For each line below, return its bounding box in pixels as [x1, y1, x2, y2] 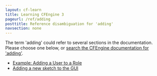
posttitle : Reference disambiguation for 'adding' [5, 21, 114, 26]
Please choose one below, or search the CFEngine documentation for [5, 45, 149, 51]
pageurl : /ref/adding [5, 16, 51, 21]
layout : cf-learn [5, 7, 42, 12]
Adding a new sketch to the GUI [12, 65, 79, 71]
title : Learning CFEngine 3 [5, 12, 64, 17]
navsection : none [5, 26, 42, 31]
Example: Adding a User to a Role [12, 60, 82, 66]
